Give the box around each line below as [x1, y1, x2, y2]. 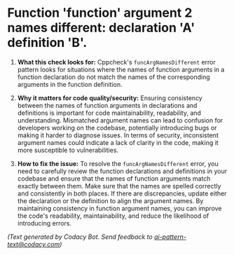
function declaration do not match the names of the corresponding [17, 72, 210, 81]
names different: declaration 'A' [7, 20, 195, 36]
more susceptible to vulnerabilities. [17, 146, 119, 154]
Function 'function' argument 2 [7, 5, 193, 21]
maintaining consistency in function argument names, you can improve [17, 204, 222, 212]
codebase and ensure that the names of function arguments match [17, 174, 211, 183]
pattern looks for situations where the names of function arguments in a [17, 65, 225, 74]
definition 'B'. [7, 35, 88, 50]
